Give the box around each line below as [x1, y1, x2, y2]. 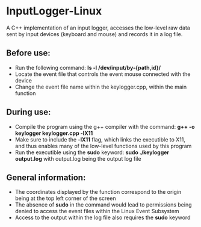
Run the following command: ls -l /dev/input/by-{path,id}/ [14, 64, 161, 71]
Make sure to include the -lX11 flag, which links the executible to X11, [14, 135, 185, 143]
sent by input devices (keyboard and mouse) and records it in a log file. [6, 30, 183, 37]
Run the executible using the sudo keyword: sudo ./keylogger [14, 149, 170, 156]
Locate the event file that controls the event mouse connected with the [14, 70, 191, 78]
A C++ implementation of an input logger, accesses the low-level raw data [6, 24, 191, 31]
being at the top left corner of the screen [14, 194, 116, 202]
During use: [6, 107, 51, 117]
